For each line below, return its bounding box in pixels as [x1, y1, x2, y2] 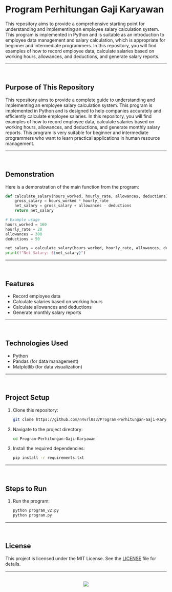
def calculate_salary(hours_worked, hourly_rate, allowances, [5, 194, 141, 199]
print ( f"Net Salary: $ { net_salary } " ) [5, 250, 86, 255]
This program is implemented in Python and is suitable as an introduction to [5, 31, 165, 38]
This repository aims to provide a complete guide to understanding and [5, 97, 155, 103]
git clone [12, 417, 34, 422]
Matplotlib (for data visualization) [12, 363, 83, 369]
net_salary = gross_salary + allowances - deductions [14, 203, 132, 209]
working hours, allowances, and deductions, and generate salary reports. [5, 53, 160, 60]
